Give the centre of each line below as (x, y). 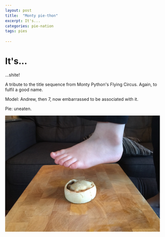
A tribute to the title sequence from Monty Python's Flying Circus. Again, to (81, 84)
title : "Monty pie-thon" (31, 15)
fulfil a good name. (24, 89)
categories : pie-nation (29, 26)
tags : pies (16, 31)
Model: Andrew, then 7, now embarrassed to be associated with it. (72, 99)
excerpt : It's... (23, 21)
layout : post (18, 10)
